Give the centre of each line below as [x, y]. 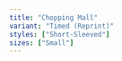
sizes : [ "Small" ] [42, 43]
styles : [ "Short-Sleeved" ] [60, 34]
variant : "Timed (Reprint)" [62, 26]
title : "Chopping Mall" [54, 17]
